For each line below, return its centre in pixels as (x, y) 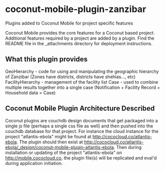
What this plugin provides (47, 59)
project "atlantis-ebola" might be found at (48, 136)
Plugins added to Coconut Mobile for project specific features (69, 23)
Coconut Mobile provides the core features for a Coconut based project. (80, 33)
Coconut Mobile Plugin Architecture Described (80, 109)
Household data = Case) (30, 93)
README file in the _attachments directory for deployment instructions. (79, 43)
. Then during (128, 147)
